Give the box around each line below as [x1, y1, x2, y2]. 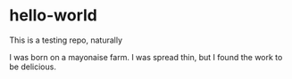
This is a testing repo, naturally [9, 35, 123, 45]
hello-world [9, 5, 98, 26]
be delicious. [9, 61, 56, 72]
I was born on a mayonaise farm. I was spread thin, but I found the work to [9, 51, 283, 62]
